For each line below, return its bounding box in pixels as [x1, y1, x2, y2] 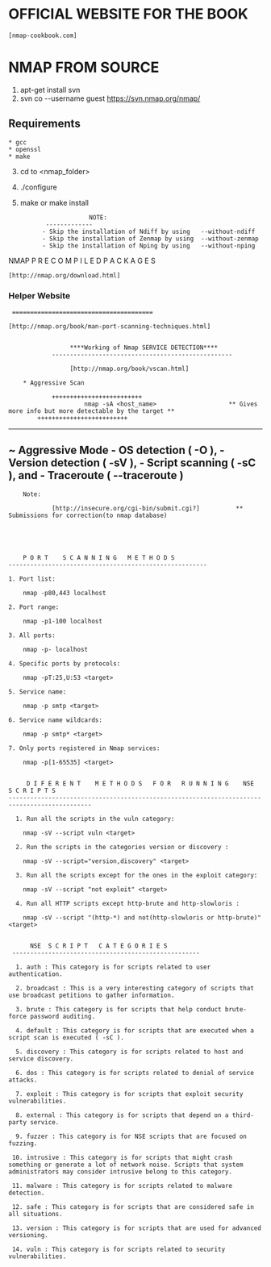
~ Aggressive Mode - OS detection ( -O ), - [8, 444, 225, 457]
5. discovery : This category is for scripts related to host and [15, 1048, 244, 1056]
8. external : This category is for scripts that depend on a [15, 1111, 229, 1119]
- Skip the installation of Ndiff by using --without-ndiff [41, 227, 256, 235]
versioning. [8, 1231, 48, 1239]
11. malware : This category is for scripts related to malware [11, 1182, 232, 1190]
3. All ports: [8, 631, 56, 640]
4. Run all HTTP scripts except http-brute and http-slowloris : [15, 899, 240, 907]
